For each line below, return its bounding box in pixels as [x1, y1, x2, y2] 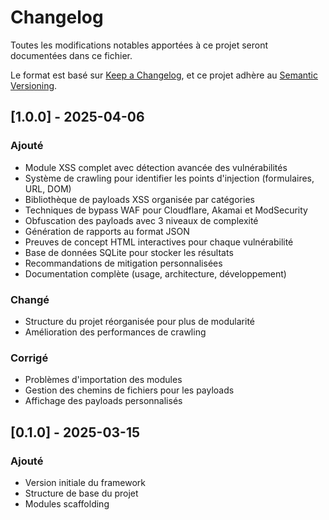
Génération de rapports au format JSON [24, 225, 190, 237]
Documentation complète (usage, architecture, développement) [24, 267, 287, 280]
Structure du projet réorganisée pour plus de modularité [24, 315, 256, 327]
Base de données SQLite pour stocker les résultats [24, 246, 234, 258]
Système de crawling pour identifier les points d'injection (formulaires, [24, 172, 315, 184]
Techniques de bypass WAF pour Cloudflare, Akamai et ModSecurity [24, 204, 308, 216]
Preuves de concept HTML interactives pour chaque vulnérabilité [24, 236, 294, 248]
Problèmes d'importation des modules [24, 374, 183, 386]
